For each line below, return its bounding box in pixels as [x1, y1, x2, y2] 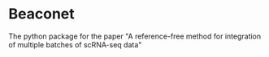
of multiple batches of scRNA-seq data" [8, 39, 142, 49]
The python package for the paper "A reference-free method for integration [8, 31, 262, 41]
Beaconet [8, 5, 75, 23]
